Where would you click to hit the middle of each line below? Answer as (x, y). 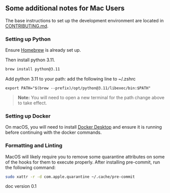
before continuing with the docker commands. (54, 132)
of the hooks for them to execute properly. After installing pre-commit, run (83, 162)
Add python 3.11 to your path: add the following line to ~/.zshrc (71, 79)
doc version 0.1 (21, 186)
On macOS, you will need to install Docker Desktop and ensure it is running (84, 127)
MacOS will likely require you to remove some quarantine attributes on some (85, 157)
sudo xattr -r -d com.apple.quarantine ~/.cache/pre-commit (70, 177)
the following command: (30, 167)
